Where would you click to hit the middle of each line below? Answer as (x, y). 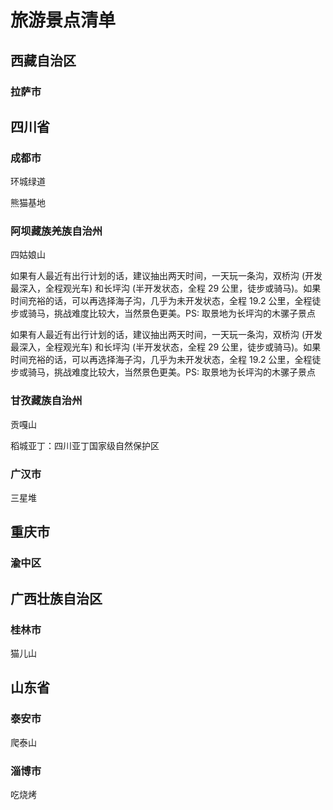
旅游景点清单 (63, 20)
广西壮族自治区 (56, 598)
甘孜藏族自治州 (46, 401)
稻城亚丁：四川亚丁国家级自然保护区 (85, 445)
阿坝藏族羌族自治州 (56, 231)
